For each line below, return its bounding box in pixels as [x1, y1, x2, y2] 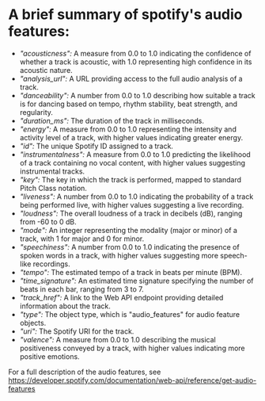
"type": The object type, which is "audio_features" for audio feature [19, 309, 240, 319]
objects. [19, 318, 47, 327]
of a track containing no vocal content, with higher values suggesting [19, 158, 246, 167]
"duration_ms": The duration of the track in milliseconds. [19, 116, 204, 125]
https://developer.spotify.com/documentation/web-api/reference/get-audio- [8, 375, 257, 385]
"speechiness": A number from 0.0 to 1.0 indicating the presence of [19, 242, 240, 251]
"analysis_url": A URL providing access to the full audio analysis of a [19, 74, 243, 83]
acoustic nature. [19, 65, 73, 74]
